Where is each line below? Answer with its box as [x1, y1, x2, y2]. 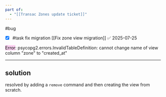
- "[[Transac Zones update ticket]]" [9, 12, 87, 17]
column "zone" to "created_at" [5, 50, 68, 56]
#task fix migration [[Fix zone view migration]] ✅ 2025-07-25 [12, 35, 137, 41]
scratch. [5, 87, 22, 93]
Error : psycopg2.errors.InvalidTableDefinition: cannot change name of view [5, 45, 159, 51]
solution [5, 68, 31, 77]
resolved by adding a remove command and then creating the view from [5, 82, 150, 88]
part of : [5, 7, 23, 12]
